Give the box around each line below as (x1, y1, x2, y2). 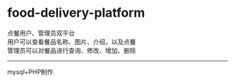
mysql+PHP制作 (7, 68, 54, 76)
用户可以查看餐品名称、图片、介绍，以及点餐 (7, 37, 136, 46)
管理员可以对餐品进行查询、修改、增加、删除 (7, 46, 136, 54)
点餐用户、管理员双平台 (7, 29, 75, 37)
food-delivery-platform (7, 5, 145, 21)
